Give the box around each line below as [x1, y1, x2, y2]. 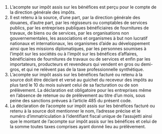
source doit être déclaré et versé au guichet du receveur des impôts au [9, 77, 153, 83]
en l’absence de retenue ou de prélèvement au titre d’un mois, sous [9, 92, 145, 98]
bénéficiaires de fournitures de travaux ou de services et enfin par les [9, 56, 151, 62]
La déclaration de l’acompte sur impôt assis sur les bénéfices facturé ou [9, 103, 155, 109]
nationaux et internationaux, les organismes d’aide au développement [9, 41, 150, 46]
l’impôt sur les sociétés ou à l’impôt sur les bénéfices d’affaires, [9, 51, 138, 57]
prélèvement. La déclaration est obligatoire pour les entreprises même [9, 88, 152, 93]
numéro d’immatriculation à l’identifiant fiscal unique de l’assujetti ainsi [9, 113, 153, 119]
